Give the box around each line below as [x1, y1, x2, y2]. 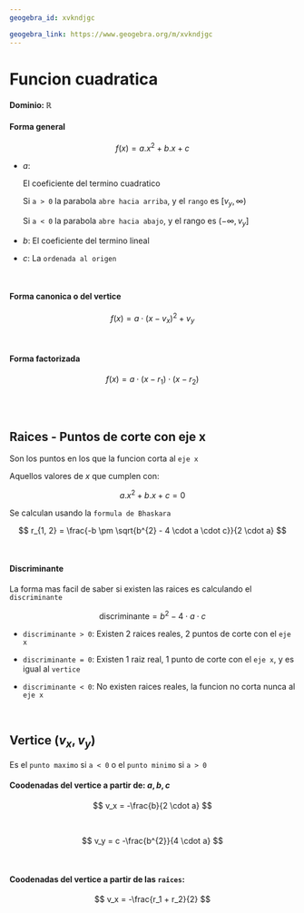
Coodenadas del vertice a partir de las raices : [9, 873, 185, 885]
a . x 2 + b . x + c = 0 [119, 488, 186, 500]
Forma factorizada [9, 353, 81, 364]
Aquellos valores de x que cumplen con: [9, 471, 160, 482]
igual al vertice [22, 663, 81, 674]
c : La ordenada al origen [22, 252, 117, 263]
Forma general [9, 121, 66, 132]
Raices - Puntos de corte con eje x [9, 428, 206, 445]
